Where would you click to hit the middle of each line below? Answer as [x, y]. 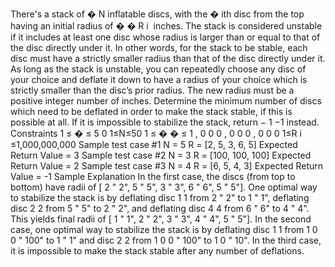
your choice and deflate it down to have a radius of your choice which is [159, 79]
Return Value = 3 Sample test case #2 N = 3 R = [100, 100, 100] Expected [161, 155]
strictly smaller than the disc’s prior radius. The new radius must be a [152, 90]
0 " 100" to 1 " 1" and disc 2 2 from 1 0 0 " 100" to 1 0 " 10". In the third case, [166, 240]
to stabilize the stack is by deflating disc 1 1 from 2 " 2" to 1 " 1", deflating [160, 197]
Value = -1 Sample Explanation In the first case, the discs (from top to [153, 176]
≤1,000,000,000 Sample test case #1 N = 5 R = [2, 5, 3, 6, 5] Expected [154, 144]
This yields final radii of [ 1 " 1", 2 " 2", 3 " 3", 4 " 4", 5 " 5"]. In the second [161, 219]
